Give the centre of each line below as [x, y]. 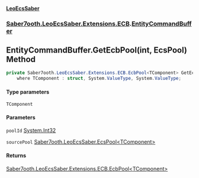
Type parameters [28, 92]
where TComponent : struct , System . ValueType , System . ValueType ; [99, 79]
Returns [16, 156]
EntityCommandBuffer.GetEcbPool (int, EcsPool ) [97, 50]
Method [21, 59]
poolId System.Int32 [31, 131]
